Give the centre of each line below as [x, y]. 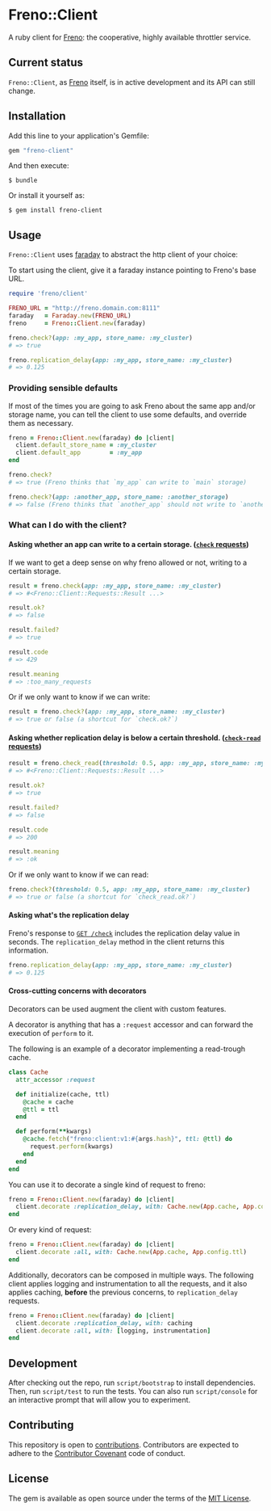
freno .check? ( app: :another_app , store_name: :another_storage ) [119, 497]
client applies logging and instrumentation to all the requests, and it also [128, 1283]
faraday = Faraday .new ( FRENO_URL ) [70, 316]
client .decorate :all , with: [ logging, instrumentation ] [113, 1331]
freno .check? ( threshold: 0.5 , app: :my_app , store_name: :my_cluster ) [129, 890]
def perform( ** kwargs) [54, 1132]
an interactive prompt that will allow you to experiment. [100, 1400]
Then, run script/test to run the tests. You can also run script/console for [133, 1391]
